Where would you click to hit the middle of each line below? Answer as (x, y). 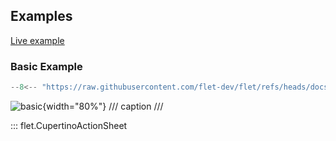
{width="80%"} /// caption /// (103, 106)
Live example (37, 40)
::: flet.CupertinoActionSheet (69, 125)
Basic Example (46, 66)
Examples (41, 16)
